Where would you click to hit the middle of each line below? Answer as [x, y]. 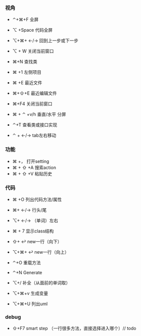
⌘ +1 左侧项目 [27, 72]
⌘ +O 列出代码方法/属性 [37, 199]
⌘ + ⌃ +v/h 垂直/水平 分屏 [39, 114]
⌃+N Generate [27, 272]
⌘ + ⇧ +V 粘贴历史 [32, 173]
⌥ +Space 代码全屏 [32, 30]
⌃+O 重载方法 [26, 262]
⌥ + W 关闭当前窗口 [33, 51]
